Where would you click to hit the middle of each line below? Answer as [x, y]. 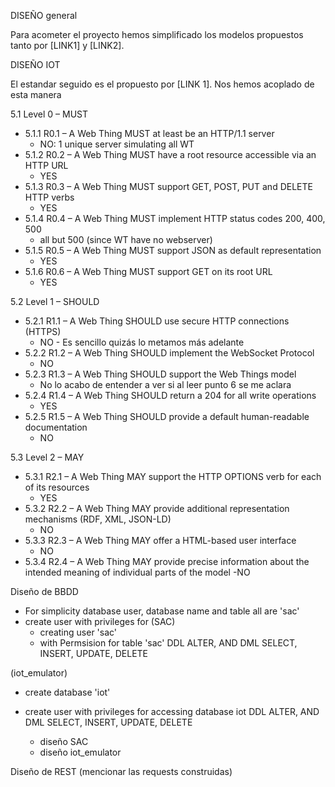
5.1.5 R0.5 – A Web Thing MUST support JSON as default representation [173, 250]
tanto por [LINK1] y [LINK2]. [67, 45]
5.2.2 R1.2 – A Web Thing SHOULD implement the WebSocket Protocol [169, 353]
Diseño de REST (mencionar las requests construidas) [121, 771]
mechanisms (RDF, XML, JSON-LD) [98, 519]
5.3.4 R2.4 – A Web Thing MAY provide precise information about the [167, 561]
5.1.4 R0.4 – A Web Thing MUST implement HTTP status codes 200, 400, [175, 218]
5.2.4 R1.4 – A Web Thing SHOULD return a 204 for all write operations [170, 395]
